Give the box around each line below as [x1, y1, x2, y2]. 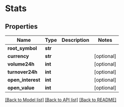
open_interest [7, 76, 40, 83]
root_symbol [7, 45, 37, 52]
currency [7, 53, 29, 59]
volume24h [7, 61, 35, 67]
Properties [5, 22, 38, 31]
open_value [7, 85, 35, 91]
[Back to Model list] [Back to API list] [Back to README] [5, 97, 117, 103]
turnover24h [7, 69, 37, 75]
